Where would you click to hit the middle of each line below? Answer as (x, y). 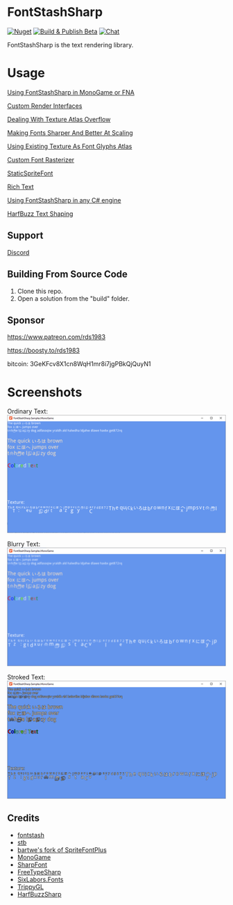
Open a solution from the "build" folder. (73, 298)
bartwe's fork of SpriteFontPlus (62, 849)
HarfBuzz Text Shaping (40, 214)
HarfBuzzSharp (39, 894)
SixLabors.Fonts (40, 879)
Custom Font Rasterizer (41, 159)
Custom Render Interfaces (45, 106)
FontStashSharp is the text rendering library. (70, 45)
